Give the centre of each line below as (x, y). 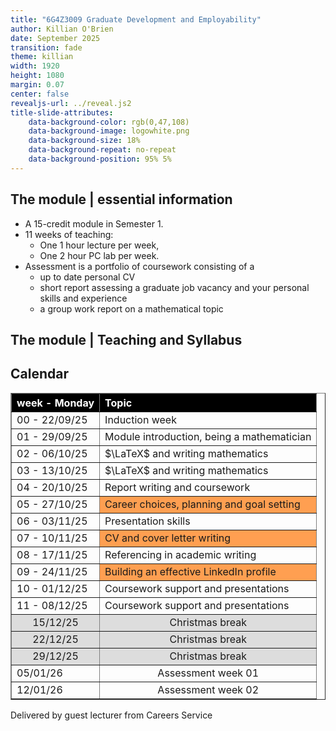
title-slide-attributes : (62, 112)
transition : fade (46, 47)
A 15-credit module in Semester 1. (94, 223)
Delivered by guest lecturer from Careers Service (111, 715)
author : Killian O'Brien (62, 29)
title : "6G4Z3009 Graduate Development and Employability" (136, 19)
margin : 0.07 (37, 85)
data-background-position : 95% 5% (100, 159)
